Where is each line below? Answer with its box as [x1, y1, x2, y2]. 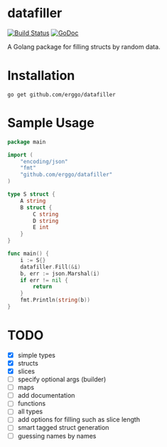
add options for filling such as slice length [17, 416, 141, 424]
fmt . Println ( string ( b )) [20, 296, 91, 304]
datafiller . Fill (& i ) [20, 263, 81, 271]
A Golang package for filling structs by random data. [7, 42, 161, 51]
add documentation [17, 391, 75, 400]
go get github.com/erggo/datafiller [7, 91, 116, 98]
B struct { [20, 204, 53, 211]
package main [7, 138, 46, 146]
